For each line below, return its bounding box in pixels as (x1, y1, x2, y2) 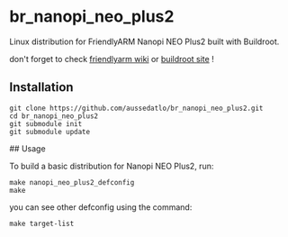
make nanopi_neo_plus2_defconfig (9, 178, 135, 187)
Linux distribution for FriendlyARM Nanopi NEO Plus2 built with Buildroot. (9, 36, 280, 47)
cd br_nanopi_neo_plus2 (9, 111, 99, 121)
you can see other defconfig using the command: (9, 201, 193, 213)
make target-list (9, 219, 75, 228)
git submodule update (9, 127, 91, 136)
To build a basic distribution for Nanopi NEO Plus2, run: (9, 160, 214, 171)
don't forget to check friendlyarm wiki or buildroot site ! (9, 53, 214, 64)
